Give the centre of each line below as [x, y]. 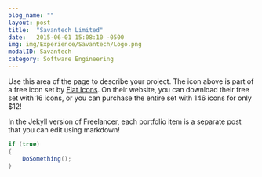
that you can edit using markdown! [64, 129]
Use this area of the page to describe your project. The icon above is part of [131, 81]
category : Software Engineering [61, 60]
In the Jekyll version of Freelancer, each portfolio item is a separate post [125, 121]
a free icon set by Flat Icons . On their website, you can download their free [129, 89]
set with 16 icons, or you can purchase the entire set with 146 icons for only [130, 98]
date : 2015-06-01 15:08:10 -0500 [66, 37]
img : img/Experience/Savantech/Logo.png [75, 45]
